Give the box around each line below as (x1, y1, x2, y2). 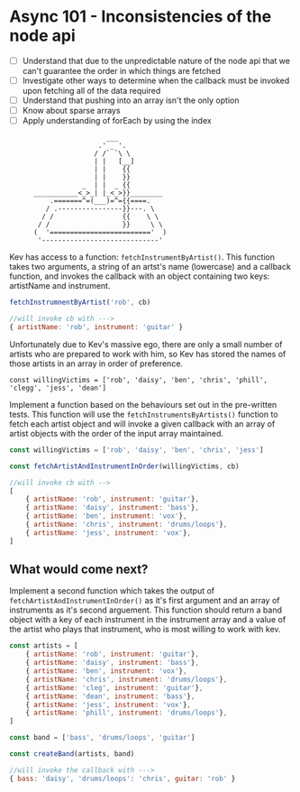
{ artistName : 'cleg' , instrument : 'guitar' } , (25, 683, 204, 692)
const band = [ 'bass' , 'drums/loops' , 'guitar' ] (9, 733, 195, 742)
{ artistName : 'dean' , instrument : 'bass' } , (25, 692, 195, 701)
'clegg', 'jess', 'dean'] (9, 383, 106, 392)
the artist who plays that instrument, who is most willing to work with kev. (9, 624, 281, 635)
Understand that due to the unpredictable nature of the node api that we (22, 55, 291, 66)
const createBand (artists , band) (9, 750, 135, 759)
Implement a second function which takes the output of (9, 585, 215, 596)
